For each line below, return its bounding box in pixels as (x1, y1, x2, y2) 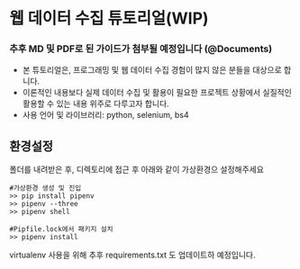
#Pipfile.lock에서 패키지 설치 (9, 225, 114, 234)
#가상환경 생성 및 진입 (9, 184, 82, 193)
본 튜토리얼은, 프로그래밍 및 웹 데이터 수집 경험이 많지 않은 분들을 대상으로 (22, 65, 282, 76)
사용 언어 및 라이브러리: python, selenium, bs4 (22, 110, 189, 121)
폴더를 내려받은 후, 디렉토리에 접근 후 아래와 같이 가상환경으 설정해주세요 (9, 164, 264, 175)
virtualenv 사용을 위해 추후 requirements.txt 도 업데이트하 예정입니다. (9, 249, 256, 261)
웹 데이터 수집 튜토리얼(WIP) (9, 8, 209, 29)
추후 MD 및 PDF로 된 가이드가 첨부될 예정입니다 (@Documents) (9, 42, 273, 55)
